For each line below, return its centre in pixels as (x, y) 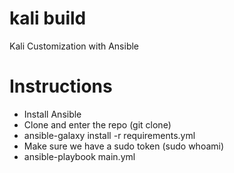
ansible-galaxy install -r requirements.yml (109, 135)
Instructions (61, 86)
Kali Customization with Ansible (74, 46)
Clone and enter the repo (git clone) (97, 124)
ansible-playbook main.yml (79, 156)
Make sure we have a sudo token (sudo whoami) (124, 146)
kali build (48, 18)
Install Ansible (52, 114)
